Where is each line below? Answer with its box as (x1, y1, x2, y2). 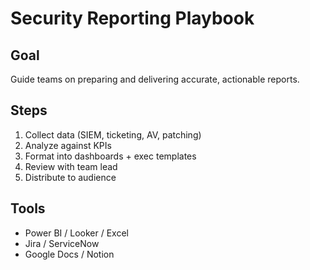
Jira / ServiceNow (24, 237, 100, 249)
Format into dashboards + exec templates (24, 150, 197, 162)
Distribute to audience (24, 171, 117, 183)
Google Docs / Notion (24, 248, 115, 260)
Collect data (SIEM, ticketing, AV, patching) (24, 128, 202, 141)
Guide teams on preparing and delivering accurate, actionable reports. (10, 73, 300, 85)
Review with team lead (24, 160, 118, 172)
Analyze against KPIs (24, 139, 112, 151)
